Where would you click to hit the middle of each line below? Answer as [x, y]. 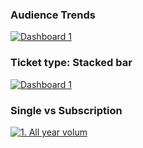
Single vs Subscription [66, 110]
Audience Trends [53, 15]
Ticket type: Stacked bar [71, 63]
